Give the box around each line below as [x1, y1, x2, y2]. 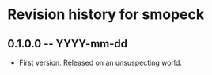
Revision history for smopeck [7, 6, 205, 24]
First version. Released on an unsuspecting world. [18, 58, 183, 67]
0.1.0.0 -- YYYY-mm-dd [7, 37, 128, 51]
